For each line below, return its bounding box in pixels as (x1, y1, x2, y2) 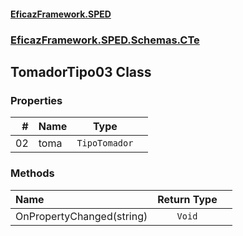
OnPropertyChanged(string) (15, 209, 148, 223)
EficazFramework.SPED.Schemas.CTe (10, 33, 200, 47)
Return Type (157, 192, 218, 206)
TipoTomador (76, 138, 134, 149)
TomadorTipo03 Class (10, 63, 152, 80)
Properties (10, 93, 63, 107)
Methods (10, 166, 55, 180)
